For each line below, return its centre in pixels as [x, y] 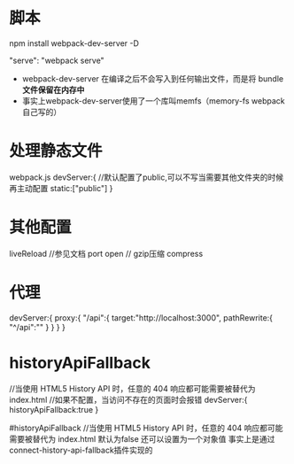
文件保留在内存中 [53, 89]
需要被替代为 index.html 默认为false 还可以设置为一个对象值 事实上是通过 [142, 438]
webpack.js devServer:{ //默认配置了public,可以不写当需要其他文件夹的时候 [147, 177]
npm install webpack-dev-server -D [74, 43]
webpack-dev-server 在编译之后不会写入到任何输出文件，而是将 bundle [153, 78]
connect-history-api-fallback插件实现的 [81, 450]
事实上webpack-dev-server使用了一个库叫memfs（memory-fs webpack [153, 101]
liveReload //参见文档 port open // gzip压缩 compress [106, 253]
